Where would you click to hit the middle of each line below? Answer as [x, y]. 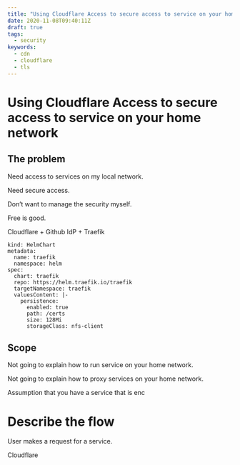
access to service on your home [104, 117]
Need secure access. [39, 190]
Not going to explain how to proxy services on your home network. [105, 379]
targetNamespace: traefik [52, 289]
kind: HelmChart [31, 245]
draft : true [25, 27]
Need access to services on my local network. [76, 176]
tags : [15, 34]
